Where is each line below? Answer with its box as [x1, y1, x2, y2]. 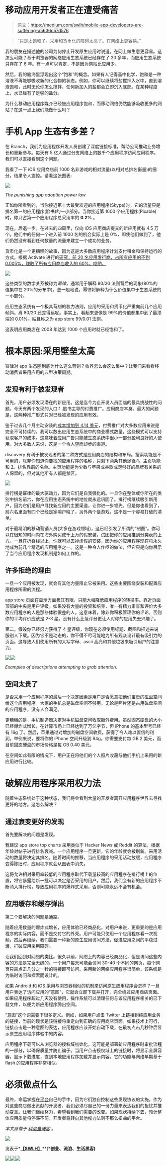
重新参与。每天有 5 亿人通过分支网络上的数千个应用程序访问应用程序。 [13, 150, 159, 156]
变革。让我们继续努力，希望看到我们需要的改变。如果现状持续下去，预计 [9, 1109, 158, 1115]
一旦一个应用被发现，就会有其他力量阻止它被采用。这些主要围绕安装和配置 [5, 580, 158, 586]
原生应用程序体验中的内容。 [9, 1030, 66, 1036]
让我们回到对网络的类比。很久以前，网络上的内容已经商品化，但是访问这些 [5, 953, 158, 959]
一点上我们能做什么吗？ [22, 106, 71, 112]
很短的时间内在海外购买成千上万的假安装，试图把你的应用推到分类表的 [13, 531, 158, 537]
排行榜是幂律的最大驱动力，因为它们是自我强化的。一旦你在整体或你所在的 [5, 490, 158, 496]
